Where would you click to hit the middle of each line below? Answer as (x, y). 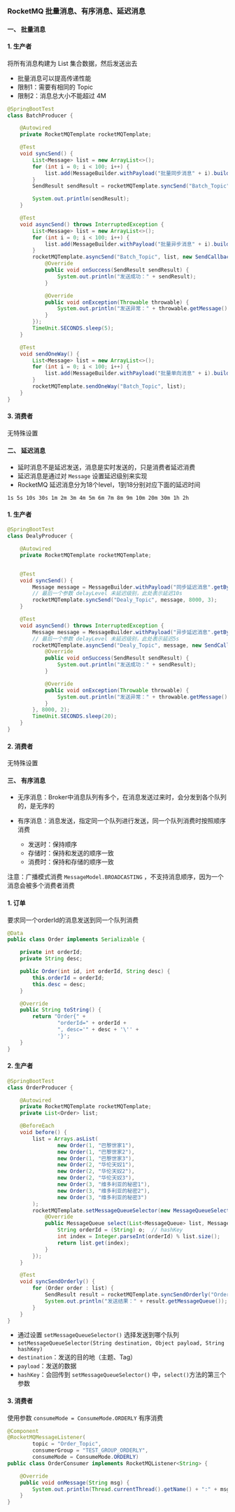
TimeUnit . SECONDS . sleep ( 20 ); (75, 716)
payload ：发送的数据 (47, 1366)
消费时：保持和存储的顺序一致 (71, 862)
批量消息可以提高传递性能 (54, 78)
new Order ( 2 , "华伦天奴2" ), (96, 1171)
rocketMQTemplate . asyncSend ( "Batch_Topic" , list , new (112, 257)
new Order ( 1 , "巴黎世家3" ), (96, 1158)
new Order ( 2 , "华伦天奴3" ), (96, 1178)
